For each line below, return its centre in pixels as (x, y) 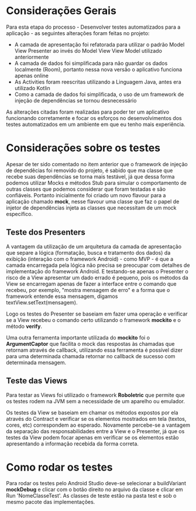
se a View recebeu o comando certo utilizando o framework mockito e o (94, 320)
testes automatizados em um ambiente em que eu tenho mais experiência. (96, 124)
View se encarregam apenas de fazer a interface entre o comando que (91, 284)
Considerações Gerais (61, 11)
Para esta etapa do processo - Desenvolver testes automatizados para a (93, 27)
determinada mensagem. (36, 362)
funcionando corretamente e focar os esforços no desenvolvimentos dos (94, 118)
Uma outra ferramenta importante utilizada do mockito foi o (78, 337)
